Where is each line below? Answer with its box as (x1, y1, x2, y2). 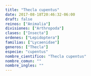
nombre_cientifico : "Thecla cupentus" (5, 53, 86, 59)
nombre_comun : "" (5, 58, 42, 63)
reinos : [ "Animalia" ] (5, 21, 51, 26)
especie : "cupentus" (5, 49, 49, 54)
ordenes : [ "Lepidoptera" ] (5, 35, 59, 40)
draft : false (5, 16, 33, 21)
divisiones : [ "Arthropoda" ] (5, 26, 64, 31)
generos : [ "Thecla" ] (5, 44, 49, 49)
